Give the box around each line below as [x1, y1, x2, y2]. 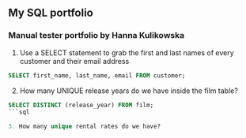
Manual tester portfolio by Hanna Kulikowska [8, 30, 184, 41]
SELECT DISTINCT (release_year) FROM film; [8, 101, 154, 109]
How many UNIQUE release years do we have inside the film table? [19, 86, 239, 95]
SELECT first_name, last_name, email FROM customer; [8, 71, 186, 80]
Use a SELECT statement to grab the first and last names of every [19, 47, 235, 58]
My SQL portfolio [8, 6, 93, 20]
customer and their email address [19, 56, 130, 65]
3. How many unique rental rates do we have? [8, 122, 161, 131]
